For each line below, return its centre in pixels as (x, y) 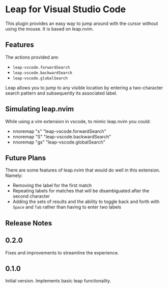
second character (31, 196)
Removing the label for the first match (52, 185)
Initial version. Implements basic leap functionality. (58, 281)
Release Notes (29, 223)
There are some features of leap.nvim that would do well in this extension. (83, 170)
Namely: (14, 176)
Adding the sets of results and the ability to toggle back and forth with (86, 201)
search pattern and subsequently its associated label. (61, 93)
